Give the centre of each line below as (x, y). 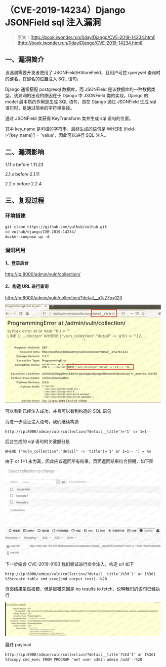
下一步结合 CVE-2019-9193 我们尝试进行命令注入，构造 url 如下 (70, 564)
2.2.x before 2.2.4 (23, 183)
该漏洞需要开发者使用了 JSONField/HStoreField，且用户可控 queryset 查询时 (83, 72)
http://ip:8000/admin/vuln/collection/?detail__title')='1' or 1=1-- (78, 432)
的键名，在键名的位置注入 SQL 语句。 (43, 79)
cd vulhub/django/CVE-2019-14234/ (41, 232)
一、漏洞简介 (25, 60)
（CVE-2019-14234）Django (65, 10)
